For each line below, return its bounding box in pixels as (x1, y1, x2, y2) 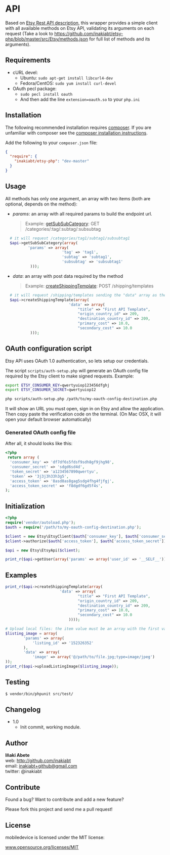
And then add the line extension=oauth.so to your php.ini (20, 96, 140, 102)
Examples (5, 571, 37, 579)
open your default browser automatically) (5, 416, 92, 422)
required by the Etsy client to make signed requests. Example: (5, 373, 134, 379)
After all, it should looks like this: (5, 441, 73, 447)
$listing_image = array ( (5, 631, 58, 636)
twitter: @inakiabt (5, 768, 42, 775)
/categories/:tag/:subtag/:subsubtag (25, 226, 101, 232)
